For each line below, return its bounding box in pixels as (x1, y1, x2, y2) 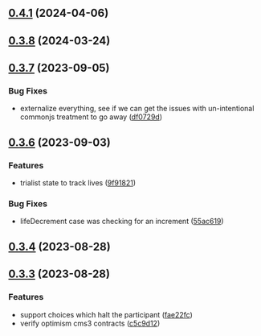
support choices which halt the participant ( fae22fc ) (19, 309, 193, 319)
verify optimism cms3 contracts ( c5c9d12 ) (19, 318, 161, 328)
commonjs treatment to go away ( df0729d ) (19, 112, 163, 122)
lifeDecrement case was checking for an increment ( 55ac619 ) (19, 217, 224, 226)
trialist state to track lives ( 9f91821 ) (19, 178, 137, 188)
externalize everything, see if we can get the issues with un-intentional (19, 104, 255, 114)
